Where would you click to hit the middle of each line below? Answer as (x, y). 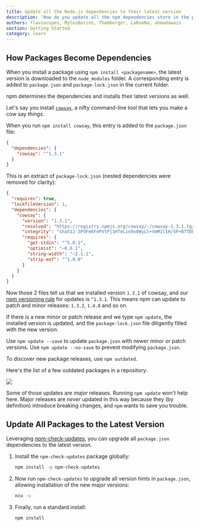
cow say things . (25, 114)
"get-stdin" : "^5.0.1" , (57, 243)
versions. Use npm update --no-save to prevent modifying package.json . (94, 347)
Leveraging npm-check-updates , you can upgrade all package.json (88, 439)
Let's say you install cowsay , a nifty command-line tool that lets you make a (97, 107)
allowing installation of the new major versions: (72, 485)
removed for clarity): (31, 182)
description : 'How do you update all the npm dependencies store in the (98, 17)
